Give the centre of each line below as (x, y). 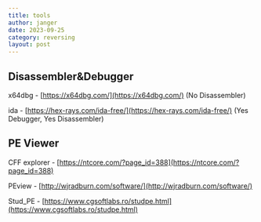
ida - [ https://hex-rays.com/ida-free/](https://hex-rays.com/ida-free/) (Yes (128, 110)
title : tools (29, 15)
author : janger (33, 23)
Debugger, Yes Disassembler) (56, 118)
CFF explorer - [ (34, 162)
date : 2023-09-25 (36, 30)
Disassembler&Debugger (71, 76)
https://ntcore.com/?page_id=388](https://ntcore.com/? (149, 162)
